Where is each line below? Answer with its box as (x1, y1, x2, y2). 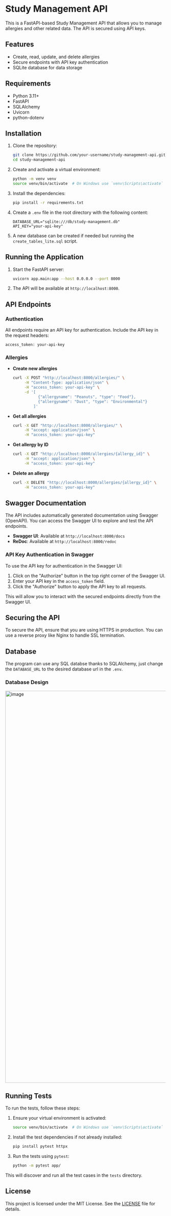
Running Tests (5, 1091, 52, 1100)
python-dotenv (12, 114, 44, 120)
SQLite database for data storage (12, 64, 82, 70)
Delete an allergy (12, 470, 49, 476)
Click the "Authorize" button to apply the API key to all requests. (12, 583, 147, 589)
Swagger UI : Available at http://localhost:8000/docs (12, 533, 125, 539)
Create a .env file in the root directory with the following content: (12, 209, 149, 215)
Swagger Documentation (5, 499, 87, 507)
